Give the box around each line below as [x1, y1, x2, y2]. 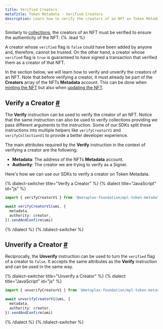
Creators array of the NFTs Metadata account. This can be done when [5, 79, 147, 85]
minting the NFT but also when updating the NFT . [5, 85, 104, 91]
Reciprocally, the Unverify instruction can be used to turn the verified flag [5, 253, 155, 259]
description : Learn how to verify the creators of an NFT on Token [5, 16, 145, 21]
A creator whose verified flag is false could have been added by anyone [5, 44, 152, 50]
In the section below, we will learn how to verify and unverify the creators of [5, 69, 157, 75]
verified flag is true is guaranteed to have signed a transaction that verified [5, 55, 158, 60]
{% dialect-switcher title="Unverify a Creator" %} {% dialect [5, 273, 126, 279]
